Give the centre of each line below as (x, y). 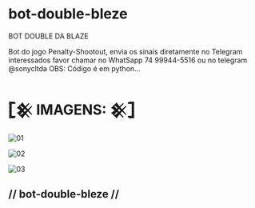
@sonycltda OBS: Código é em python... (75, 68)
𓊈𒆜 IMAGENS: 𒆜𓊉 (72, 110)
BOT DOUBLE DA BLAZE (49, 36)
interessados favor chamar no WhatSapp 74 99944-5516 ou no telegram (128, 60)
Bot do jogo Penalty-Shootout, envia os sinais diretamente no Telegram (126, 51)
